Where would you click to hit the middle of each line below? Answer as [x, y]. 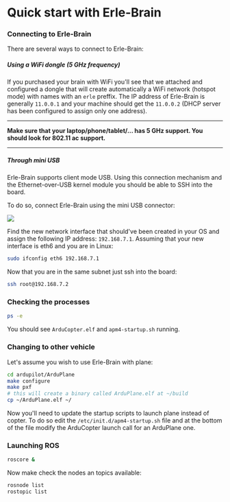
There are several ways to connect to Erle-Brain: [75, 49]
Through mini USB [34, 160]
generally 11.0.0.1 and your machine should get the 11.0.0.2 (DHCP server [114, 104]
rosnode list [26, 486]
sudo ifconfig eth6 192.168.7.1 [53, 259]
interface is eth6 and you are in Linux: [61, 246]
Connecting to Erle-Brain [49, 34]
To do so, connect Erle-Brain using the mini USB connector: [91, 205]
